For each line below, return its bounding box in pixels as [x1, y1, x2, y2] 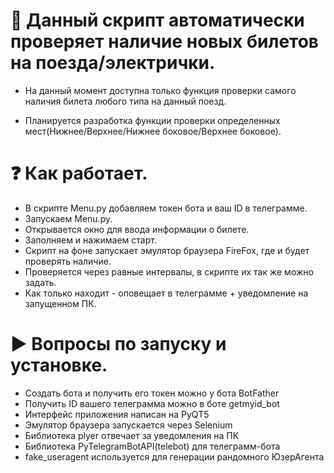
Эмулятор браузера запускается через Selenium [24, 419, 233, 431]
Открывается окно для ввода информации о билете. [24, 223, 250, 235]
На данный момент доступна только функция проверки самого [24, 84, 297, 96]
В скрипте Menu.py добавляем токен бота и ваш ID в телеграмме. [24, 202, 308, 214]
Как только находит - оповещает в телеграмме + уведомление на [24, 287, 309, 299]
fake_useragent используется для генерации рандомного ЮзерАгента [24, 450, 325, 463]
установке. [10, 354, 108, 377]
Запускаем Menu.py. [24, 212, 113, 224]
